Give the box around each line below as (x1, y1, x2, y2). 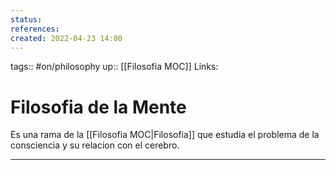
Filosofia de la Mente (10, 96, 187, 118)
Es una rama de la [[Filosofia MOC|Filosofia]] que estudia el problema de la (10, 129, 320, 141)
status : (10, 14, 43, 25)
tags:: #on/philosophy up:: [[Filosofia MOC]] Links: (10, 61, 219, 73)
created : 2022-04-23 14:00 (10, 33, 123, 43)
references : (10, 24, 60, 34)
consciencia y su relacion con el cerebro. (10, 139, 180, 151)
